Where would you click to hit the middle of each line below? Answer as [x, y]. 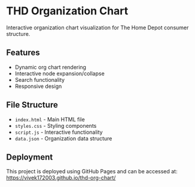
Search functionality [39, 79]
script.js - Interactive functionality [59, 132]
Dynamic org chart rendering [51, 67]
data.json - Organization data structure [63, 138]
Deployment [30, 157]
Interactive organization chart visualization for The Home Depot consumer [97, 27]
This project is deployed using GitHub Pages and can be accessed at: [92, 171]
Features [23, 53]
